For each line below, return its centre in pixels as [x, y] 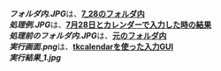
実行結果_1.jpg [35, 57]
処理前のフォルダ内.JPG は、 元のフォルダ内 [88, 35]
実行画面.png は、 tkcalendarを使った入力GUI [91, 46]
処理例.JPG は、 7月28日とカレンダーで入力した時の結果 [110, 25]
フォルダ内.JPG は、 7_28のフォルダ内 [77, 14]
